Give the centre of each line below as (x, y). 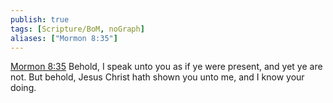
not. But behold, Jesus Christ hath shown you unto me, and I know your (157, 77)
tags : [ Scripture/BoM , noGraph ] (77, 29)
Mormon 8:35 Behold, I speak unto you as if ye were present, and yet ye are (166, 67)
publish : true (40, 19)
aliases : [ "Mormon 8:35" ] (64, 38)
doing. (23, 88)
